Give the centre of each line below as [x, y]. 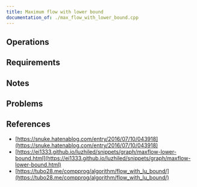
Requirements [33, 63]
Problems [25, 104]
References [28, 124]
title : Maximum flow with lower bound [55, 12]
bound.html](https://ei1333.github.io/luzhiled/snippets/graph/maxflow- [103, 158]
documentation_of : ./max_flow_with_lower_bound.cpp [72, 18]
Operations [28, 42]
